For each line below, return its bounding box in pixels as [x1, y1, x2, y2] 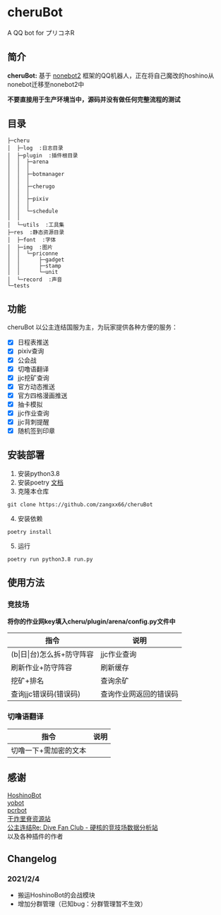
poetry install [7, 528, 52, 535]
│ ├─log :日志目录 [7, 144, 64, 152]
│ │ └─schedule [7, 208, 59, 215]
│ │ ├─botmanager [7, 170, 65, 177]
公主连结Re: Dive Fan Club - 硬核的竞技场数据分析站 [7, 823, 158, 832]
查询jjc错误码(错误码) [11, 689, 81, 699]
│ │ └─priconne [7, 250, 59, 257]
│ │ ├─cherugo [7, 183, 55, 190]
